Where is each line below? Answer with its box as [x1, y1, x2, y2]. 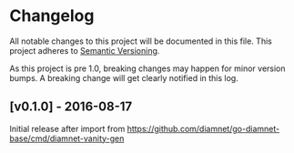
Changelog [9, 5, 95, 26]
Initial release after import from [9, 123, 126, 134]
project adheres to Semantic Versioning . [9, 45, 160, 56]
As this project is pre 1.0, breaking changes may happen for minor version [9, 63, 286, 74]
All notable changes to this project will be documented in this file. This [9, 36, 273, 46]
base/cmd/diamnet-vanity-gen [9, 133, 125, 144]
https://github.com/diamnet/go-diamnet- [127, 123, 280, 134]
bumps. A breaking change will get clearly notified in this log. [9, 72, 238, 83]
